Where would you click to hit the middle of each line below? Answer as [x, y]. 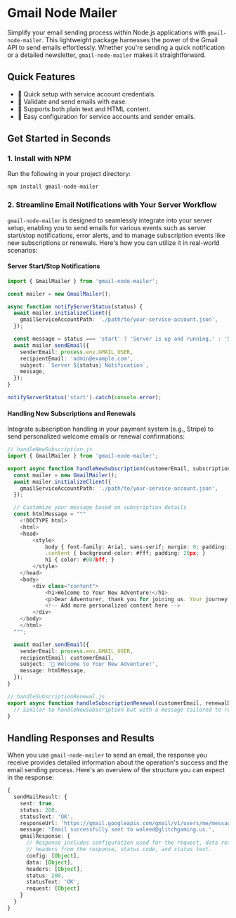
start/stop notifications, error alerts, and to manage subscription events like [116, 235]
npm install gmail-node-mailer [53, 187]
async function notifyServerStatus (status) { [75, 307]
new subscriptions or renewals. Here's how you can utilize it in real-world [113, 243]
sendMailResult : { [41, 797]
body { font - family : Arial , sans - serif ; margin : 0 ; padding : [136, 547]
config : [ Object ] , [53, 856]
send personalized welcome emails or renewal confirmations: [96, 436]
